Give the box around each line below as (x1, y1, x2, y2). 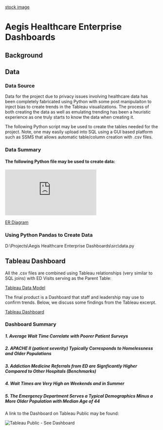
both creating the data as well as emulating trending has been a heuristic (5, 109, 151, 115)
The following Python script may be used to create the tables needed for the (5, 124, 158, 130)
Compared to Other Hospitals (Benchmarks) (5, 368, 96, 374)
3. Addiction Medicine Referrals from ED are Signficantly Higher (5, 363, 138, 369)
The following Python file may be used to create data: (5, 158, 115, 164)
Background (5, 51, 43, 59)
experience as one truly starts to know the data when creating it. (5, 114, 135, 120)
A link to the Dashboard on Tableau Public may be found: (5, 410, 119, 416)
